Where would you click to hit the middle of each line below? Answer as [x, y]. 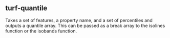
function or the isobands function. [41, 31]
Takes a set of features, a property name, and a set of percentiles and [79, 20]
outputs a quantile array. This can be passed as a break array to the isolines [85, 25]
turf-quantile [26, 8]
